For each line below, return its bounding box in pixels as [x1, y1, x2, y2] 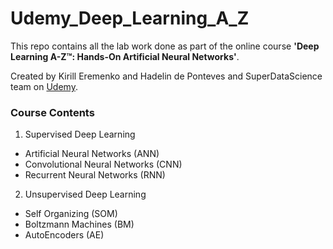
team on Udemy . [10, 80, 78, 92]
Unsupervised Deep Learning [24, 188, 147, 201]
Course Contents [10, 105, 95, 119]
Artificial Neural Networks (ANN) [24, 148, 160, 160]
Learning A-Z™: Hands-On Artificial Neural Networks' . [10, 50, 240, 62]
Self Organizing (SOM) [24, 208, 118, 220]
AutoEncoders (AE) [24, 229, 105, 241]
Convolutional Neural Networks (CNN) [24, 158, 183, 171]
